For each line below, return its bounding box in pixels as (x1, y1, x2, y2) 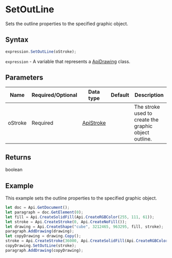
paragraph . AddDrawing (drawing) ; (5, 229, 74, 234)
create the (134, 116, 159, 124)
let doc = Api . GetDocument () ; (5, 205, 70, 210)
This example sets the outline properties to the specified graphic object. (5, 195, 157, 201)
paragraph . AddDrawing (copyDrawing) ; (5, 248, 83, 253)
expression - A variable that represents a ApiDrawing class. (5, 58, 131, 65)
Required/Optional (31, 91, 78, 98)
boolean (5, 167, 23, 173)
